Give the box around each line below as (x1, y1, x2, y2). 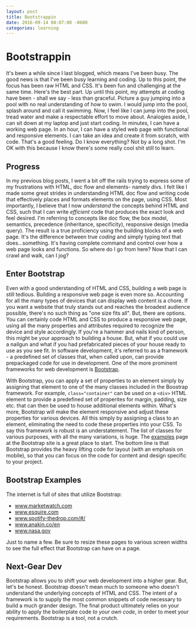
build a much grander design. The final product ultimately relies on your (6, 602, 180, 609)
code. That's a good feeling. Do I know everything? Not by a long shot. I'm (6, 139, 186, 146)
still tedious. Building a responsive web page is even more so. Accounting (6, 291, 184, 298)
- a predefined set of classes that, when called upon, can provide (6, 353, 164, 360)
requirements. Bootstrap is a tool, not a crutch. (6, 615, 119, 622)
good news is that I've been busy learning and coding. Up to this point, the (6, 76, 187, 83)
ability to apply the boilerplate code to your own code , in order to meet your (6, 608, 189, 615)
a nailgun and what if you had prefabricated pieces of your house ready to (6, 341, 186, 348)
